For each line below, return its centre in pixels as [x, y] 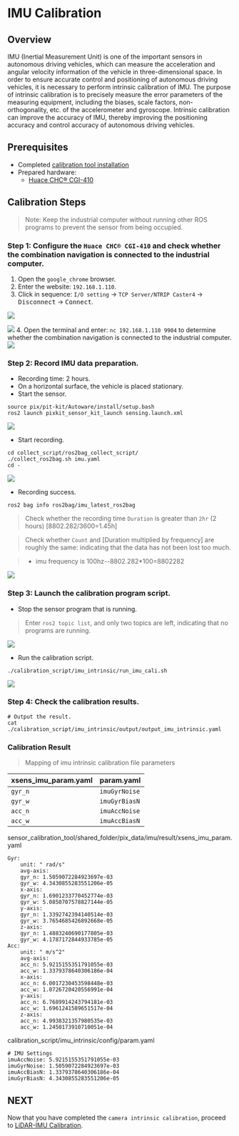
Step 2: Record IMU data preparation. [73, 363]
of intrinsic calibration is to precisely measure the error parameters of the [115, 95]
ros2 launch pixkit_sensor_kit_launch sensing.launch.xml [95, 413]
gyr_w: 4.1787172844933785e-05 [67, 940]
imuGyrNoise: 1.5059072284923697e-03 [63, 1066]
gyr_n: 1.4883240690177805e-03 [67, 934]
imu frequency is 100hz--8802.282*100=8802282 [110, 562]
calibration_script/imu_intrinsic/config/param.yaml [81, 1040]
